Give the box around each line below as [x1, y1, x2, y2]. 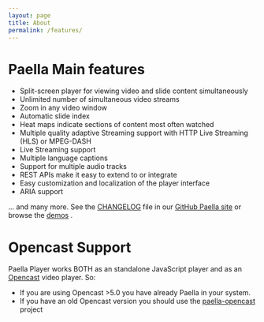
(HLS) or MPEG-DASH [19, 137, 92, 146]
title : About [8, 19, 51, 27]
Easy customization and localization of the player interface [19, 178, 210, 188]
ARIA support [19, 187, 64, 197]
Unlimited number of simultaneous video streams [19, 95, 180, 104]
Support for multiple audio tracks [19, 162, 128, 171]
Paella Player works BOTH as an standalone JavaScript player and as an [8, 264, 243, 274]
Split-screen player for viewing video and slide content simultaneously [19, 86, 248, 95]
